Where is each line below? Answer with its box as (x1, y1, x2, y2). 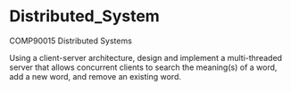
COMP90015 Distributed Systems (9, 35, 132, 46)
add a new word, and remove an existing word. (9, 71, 181, 81)
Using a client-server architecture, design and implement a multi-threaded (9, 52, 283, 63)
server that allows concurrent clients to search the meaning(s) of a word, (9, 62, 278, 72)
